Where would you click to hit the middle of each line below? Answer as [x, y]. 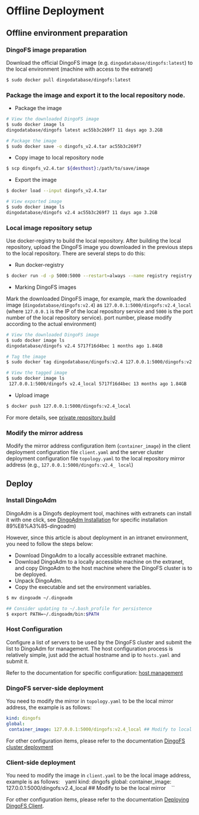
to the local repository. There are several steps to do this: [76, 253]
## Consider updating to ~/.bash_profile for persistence [79, 608]
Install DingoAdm [31, 501]
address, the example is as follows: [49, 707]
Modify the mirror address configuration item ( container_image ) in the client [98, 446]
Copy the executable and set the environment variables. [83, 587]
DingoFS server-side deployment [55, 688]
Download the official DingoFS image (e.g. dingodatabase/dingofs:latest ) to [99, 62]
